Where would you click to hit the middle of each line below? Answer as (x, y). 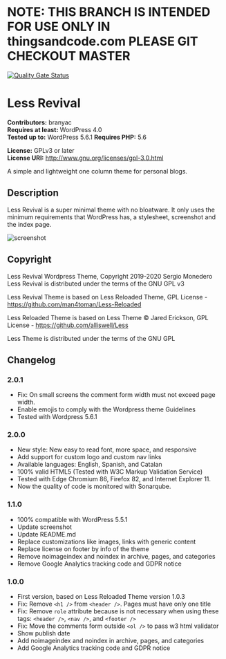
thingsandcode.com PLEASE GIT (103, 41)
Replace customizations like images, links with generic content (106, 541)
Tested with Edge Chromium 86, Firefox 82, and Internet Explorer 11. (114, 479)
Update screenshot (45, 527)
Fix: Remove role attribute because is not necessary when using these (118, 611)
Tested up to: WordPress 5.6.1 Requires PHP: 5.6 (77, 137)
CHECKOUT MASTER (69, 56)
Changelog (31, 360)
